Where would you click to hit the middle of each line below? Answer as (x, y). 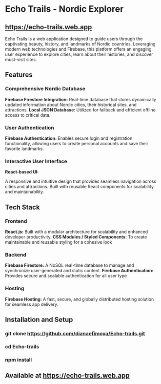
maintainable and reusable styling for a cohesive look (59, 242)
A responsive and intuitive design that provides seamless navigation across (81, 181)
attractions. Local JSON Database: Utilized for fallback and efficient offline (80, 110)
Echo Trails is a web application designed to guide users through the (74, 39)
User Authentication (30, 128)
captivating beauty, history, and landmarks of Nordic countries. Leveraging (80, 44)
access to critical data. (28, 115)
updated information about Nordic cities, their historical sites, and (71, 105)
